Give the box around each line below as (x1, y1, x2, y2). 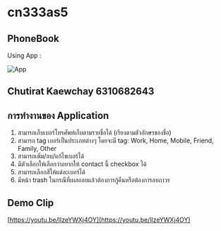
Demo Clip (7, 196, 54, 209)
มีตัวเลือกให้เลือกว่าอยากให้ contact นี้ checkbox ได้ (17, 160, 147, 169)
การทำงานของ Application (7, 109, 109, 121)
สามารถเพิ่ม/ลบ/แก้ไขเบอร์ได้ (17, 152, 85, 160)
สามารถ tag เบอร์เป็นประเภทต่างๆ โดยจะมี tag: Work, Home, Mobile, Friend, (17, 136, 214, 145)
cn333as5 (7, 4, 68, 21)
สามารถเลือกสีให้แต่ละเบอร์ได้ (17, 168, 86, 176)
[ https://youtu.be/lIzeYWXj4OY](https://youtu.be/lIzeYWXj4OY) (7, 215, 191, 224)
